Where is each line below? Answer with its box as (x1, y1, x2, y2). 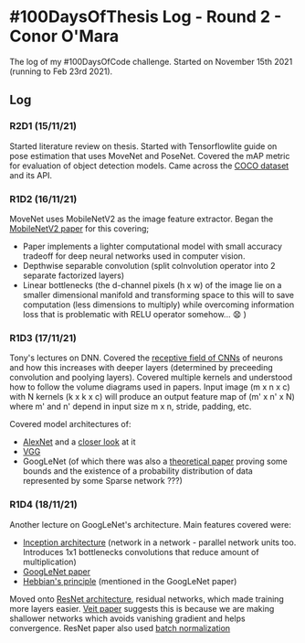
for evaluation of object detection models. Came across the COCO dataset (9, 160, 289, 171)
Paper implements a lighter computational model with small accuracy (22, 241, 283, 252)
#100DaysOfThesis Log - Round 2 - (9, 6, 282, 27)
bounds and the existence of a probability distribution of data (22, 466, 253, 477)
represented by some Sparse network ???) (22, 476, 183, 487)
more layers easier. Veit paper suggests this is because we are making (9, 603, 275, 614)
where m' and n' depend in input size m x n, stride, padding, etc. (9, 401, 252, 413)
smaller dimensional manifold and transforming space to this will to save (22, 289, 295, 300)
